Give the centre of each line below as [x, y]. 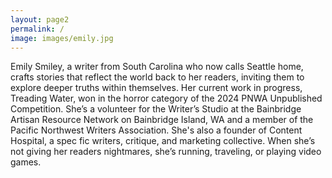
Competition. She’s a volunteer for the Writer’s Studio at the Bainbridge [156, 109]
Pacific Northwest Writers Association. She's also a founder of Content [156, 130]
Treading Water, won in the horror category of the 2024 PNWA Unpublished [166, 98]
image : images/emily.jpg [62, 38]
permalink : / [37, 29]
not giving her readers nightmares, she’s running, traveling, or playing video [166, 152]
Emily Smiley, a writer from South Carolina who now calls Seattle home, [157, 67]
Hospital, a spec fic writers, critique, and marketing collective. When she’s [163, 141]
